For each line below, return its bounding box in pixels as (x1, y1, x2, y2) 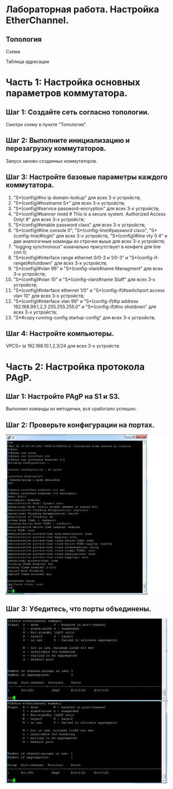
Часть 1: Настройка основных (6, 76, 141, 88)
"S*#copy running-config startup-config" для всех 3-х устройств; (13, 314, 156, 320)
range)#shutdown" (13, 260, 53, 266)
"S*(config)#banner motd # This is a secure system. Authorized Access (13, 210, 166, 217)
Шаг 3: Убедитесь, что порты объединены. (6, 605, 151, 613)
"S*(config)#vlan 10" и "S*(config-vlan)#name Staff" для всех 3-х (13, 276, 156, 282)
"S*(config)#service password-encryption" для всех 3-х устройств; (13, 205, 160, 211)
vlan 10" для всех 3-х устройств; (13, 293, 85, 299)
